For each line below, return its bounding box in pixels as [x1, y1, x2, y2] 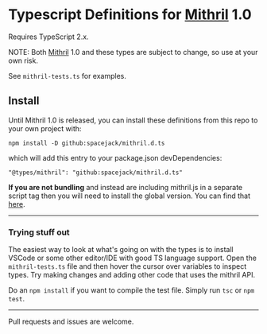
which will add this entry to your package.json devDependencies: [8, 153, 222, 162]
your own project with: [8, 123, 82, 133]
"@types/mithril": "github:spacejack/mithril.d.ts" [8, 169, 183, 177]
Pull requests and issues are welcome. [8, 317, 134, 327]
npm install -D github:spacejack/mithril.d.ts [8, 139, 165, 147]
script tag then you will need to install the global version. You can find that [8, 191, 251, 200]
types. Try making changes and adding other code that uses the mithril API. [8, 270, 256, 280]
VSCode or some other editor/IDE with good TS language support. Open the [8, 253, 257, 263]
